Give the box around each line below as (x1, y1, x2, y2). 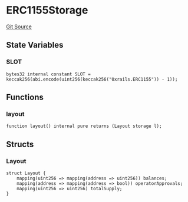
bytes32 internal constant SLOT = (6, 71, 91, 77)
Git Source (6, 23, 32, 30)
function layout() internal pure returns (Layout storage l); (6, 123, 162, 130)
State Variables (6, 40, 64, 50)
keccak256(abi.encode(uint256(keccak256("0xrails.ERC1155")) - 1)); (6, 76, 178, 82)
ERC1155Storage (6, 4, 88, 17)
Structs (6, 139, 34, 149)
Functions (6, 92, 44, 102)
